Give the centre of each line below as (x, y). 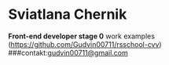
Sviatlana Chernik (68, 14)
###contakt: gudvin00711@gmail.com (68, 52)
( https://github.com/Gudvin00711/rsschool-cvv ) (85, 44)
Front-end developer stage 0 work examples (82, 36)
